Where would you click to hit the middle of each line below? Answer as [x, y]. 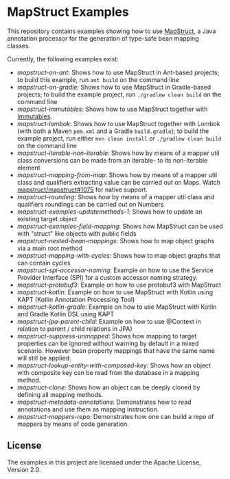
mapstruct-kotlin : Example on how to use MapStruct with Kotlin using [115, 292]
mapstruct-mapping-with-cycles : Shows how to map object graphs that [119, 255]
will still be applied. [44, 358]
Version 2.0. [24, 469]
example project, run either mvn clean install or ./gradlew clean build [119, 138]
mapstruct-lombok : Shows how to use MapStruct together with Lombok [119, 123]
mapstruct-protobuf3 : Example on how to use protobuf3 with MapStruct [119, 285]
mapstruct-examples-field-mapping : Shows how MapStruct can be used [120, 226]
